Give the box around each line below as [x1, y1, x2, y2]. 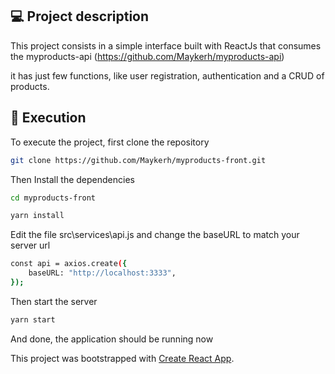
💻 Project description [10, 8, 150, 25]
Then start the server [10, 295, 98, 307]
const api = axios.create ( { [10, 259, 128, 269]
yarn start [10, 314, 56, 325]
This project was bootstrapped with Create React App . [10, 352, 235, 364]
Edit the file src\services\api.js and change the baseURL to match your [10, 229, 300, 241]
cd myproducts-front [10, 193, 97, 203]
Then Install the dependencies [10, 173, 135, 185]
